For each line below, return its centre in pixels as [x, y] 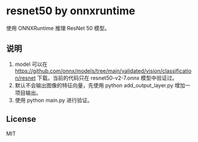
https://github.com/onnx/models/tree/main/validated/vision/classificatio [103, 71]
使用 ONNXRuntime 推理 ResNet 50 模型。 [58, 28]
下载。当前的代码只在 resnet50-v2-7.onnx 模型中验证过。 [107, 78]
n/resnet [25, 78]
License [21, 119]
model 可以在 [31, 64]
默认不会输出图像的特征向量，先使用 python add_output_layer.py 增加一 [103, 85]
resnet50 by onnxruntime [71, 11]
